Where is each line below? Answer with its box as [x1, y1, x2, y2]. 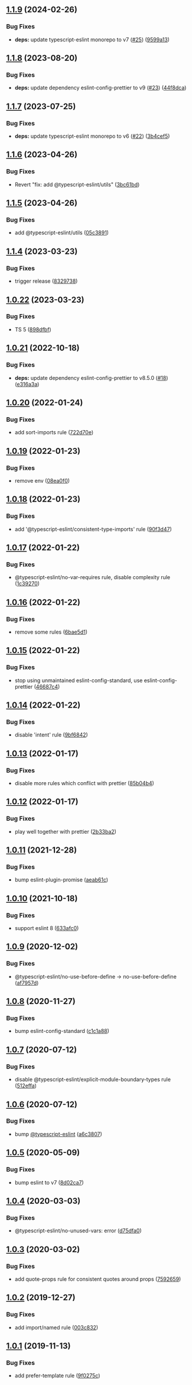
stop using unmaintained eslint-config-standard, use [14, 677, 143, 684]
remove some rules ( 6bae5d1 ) [14, 628, 87, 635]
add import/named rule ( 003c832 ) [14, 1323, 99, 1331]
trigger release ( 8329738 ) [14, 277, 78, 285]
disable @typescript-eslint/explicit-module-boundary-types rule [14, 1076, 171, 1083]
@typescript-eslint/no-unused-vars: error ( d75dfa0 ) [14, 1227, 142, 1234]
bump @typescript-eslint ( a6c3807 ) [14, 1130, 102, 1138]
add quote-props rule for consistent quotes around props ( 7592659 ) [14, 1275, 181, 1283]
